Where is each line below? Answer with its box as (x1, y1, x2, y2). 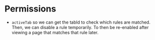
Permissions (4, 3, 57, 14)
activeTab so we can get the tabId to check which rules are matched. (11, 19, 151, 25)
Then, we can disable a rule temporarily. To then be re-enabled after (11, 24, 149, 30)
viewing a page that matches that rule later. (11, 29, 98, 35)
